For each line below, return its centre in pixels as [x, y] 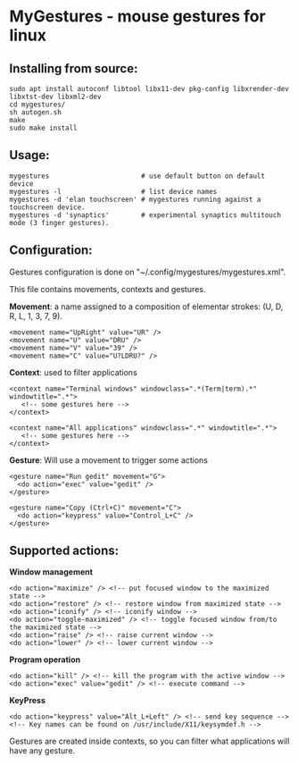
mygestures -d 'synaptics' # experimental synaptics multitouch [145, 215]
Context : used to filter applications [74, 372]
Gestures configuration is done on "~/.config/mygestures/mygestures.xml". [148, 272]
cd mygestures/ [37, 105]
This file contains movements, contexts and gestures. [108, 289]
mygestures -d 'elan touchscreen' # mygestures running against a [135, 199]
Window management [51, 572]
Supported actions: [64, 551]
